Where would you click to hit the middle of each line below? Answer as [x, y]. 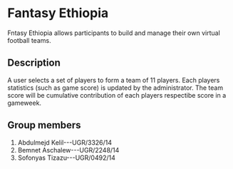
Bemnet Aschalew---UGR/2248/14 [68, 150]
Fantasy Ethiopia [58, 13]
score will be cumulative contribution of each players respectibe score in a [117, 95]
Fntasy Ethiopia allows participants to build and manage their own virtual [114, 33]
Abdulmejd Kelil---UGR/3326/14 [65, 142]
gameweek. [24, 103]
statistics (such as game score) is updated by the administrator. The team [115, 88]
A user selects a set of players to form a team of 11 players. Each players [114, 80]
